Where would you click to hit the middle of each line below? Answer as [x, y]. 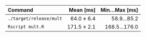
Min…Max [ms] [119, 10]
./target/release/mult [35, 18]
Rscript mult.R [26, 27]
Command [21, 10]
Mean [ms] [82, 10]
